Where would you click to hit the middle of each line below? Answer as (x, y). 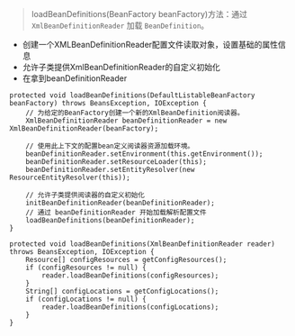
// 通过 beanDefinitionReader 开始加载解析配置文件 (116, 213)
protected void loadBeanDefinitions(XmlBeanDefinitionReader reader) (143, 244)
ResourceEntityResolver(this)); (70, 177)
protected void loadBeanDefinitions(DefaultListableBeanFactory (132, 95)
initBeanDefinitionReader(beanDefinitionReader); (121, 203)
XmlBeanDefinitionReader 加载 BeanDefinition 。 (120, 25)
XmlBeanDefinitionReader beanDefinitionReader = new (126, 121)
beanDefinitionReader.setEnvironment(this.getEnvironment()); (144, 154)
